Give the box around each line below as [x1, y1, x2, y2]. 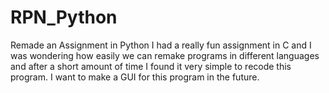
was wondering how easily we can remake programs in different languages [10, 49, 320, 61]
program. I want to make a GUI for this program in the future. [10, 71, 260, 83]
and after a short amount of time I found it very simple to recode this [10, 60, 292, 72]
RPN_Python [10, 6, 118, 29]
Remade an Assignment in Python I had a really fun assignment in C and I [10, 39, 312, 51]
